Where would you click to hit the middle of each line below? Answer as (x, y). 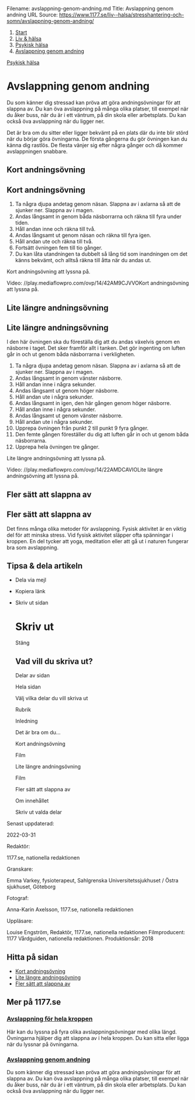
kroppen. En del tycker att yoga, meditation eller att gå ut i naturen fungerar (98, 541)
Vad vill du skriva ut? (54, 661)
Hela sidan (28, 687)
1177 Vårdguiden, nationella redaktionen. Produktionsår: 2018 (80, 939)
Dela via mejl (30, 580)
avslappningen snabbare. (37, 151)
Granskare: (20, 869)
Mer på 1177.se (34, 1002)
